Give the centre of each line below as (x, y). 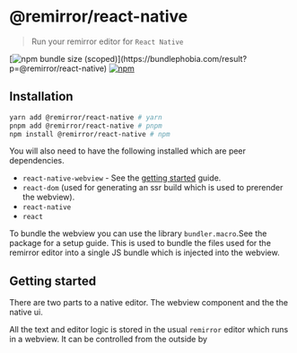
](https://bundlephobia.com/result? (183, 58)
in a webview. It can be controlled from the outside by (109, 340)
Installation (41, 97)
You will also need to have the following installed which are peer (128, 151)
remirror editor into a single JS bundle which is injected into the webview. (144, 252)
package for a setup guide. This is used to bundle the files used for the (140, 243)
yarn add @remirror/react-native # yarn (86, 117)
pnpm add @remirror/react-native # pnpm (86, 126)
